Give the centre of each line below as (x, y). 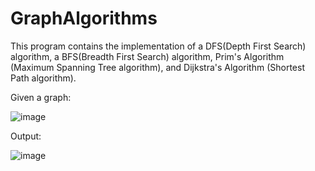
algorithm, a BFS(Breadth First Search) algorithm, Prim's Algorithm (147, 56)
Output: (26, 136)
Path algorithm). (43, 78)
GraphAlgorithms (84, 18)
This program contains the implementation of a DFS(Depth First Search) (158, 46)
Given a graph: (41, 97)
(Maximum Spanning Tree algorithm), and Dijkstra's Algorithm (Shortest (157, 67)
